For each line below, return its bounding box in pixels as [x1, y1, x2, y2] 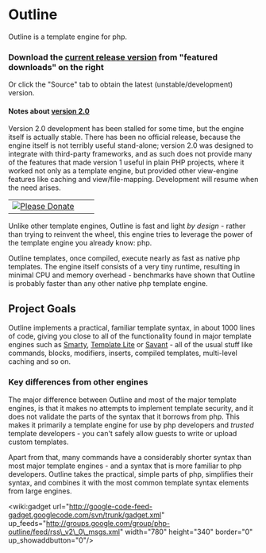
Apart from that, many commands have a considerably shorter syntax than [8, 452, 252, 462]
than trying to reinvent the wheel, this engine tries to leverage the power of [8, 230, 253, 239]
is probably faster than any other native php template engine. [8, 279, 208, 288]
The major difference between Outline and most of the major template [8, 395, 237, 404]
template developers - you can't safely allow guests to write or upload [8, 428, 237, 438]
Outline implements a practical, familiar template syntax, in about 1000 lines [8, 323, 256, 333]
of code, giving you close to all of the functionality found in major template [8, 331, 252, 341]
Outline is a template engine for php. [8, 32, 128, 41]
